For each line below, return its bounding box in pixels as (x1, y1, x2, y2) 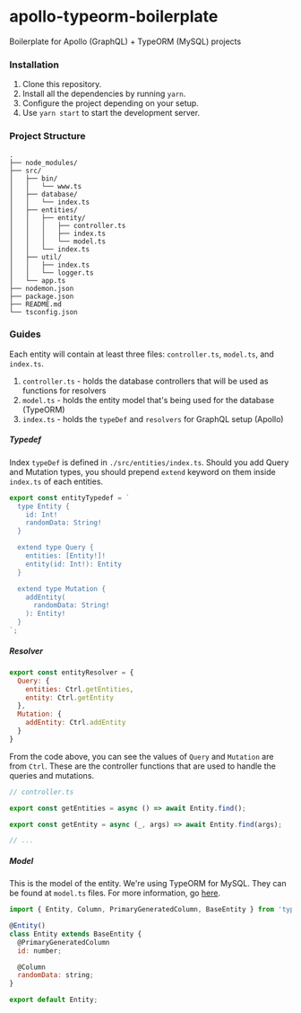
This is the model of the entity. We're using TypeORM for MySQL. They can (9, 878, 287, 889)
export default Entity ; (9, 995, 99, 1005)
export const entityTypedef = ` (9, 493, 130, 502)
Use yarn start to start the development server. (21, 108, 200, 119)
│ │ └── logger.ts (9, 268, 94, 277)
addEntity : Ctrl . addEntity (25, 718, 126, 727)
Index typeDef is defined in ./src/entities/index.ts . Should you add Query (9, 456, 289, 468)
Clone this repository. (21, 79, 102, 90)
